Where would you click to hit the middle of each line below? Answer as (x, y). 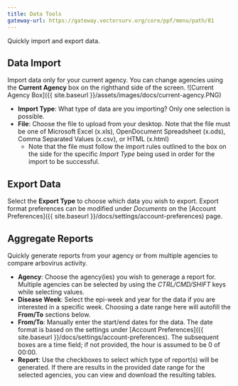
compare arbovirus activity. (47, 263)
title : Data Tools (34, 14)
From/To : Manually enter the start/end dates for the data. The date (115, 322)
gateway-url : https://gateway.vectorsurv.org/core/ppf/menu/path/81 (111, 21)
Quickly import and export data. (54, 40)
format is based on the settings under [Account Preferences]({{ (110, 329)
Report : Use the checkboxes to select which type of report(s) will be (118, 360)
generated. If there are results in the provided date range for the (111, 367)
